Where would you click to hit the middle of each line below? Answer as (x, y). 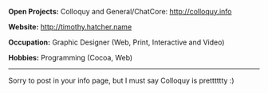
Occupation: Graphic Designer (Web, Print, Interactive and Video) (116, 42)
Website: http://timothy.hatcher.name (70, 27)
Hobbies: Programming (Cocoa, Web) (71, 58)
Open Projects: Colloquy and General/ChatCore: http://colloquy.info (120, 12)
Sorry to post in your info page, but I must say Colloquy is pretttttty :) (121, 80)
